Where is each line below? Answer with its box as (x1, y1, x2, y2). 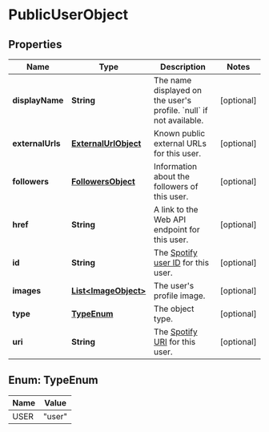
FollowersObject (71, 176, 136, 187)
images (12, 285, 42, 296)
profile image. (153, 290, 206, 301)
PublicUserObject (8, 6, 129, 24)
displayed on (153, 85, 203, 95)
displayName (12, 95, 64, 106)
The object (153, 303, 195, 314)
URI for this (153, 337, 196, 347)
